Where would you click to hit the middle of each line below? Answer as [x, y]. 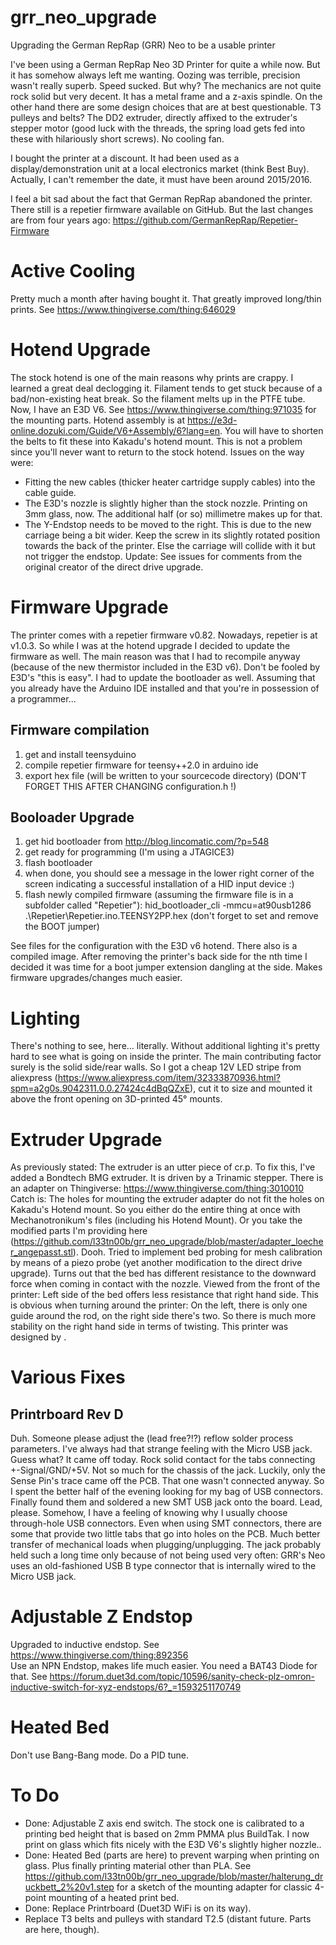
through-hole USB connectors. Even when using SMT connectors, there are [166, 1523]
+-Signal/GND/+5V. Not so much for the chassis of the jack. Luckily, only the [168, 1470]
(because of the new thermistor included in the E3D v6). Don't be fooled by [165, 667]
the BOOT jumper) [62, 927]
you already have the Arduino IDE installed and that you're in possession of [165, 688]
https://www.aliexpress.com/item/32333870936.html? [169, 1078]
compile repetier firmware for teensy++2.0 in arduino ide [141, 765]
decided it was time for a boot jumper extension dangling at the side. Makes [166, 967]
